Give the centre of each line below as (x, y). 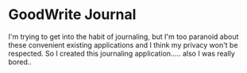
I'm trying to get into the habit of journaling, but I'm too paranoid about (123, 36)
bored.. (20, 62)
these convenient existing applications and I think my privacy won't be (123, 44)
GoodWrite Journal (72, 15)
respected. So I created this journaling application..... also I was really (122, 53)
